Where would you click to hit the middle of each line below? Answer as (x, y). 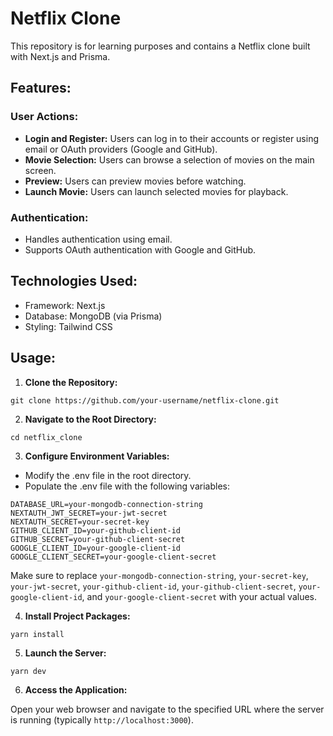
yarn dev (28, 671)
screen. (40, 170)
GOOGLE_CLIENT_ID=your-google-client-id (96, 548)
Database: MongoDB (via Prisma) (93, 316)
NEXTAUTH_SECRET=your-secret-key (80, 522)
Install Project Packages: (77, 616)
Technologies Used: (74, 281)
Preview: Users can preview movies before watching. (135, 181)
